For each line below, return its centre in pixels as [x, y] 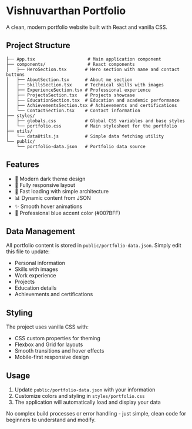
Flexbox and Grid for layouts [49, 344]
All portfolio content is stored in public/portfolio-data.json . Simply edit [94, 246]
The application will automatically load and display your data [87, 402]
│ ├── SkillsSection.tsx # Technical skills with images [85, 85]
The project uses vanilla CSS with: [48, 327]
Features [23, 165]
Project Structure [38, 46]
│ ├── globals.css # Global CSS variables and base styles [95, 121]
